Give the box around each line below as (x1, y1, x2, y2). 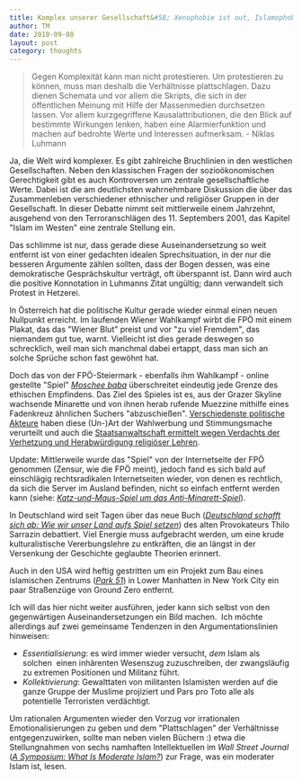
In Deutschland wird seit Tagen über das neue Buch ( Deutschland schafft (9, 510, 281, 521)
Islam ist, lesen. (9, 761, 67, 772)
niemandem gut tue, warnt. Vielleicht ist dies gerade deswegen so (9, 333, 254, 344)
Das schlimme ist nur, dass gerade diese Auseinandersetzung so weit (9, 240, 267, 251)
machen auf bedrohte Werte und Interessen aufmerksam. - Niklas (31, 129, 275, 139)
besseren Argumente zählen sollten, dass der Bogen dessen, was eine (9, 259, 271, 270)
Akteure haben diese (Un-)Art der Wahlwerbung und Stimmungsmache (9, 418, 272, 429)
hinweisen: (9, 631, 49, 642)
